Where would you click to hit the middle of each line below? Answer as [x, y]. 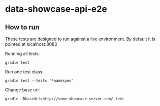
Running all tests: [23, 53]
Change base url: [23, 90]
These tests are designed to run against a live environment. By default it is [80, 39]
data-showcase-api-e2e [56, 9]
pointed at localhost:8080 [31, 44]
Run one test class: [24, 72]
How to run [22, 27]
